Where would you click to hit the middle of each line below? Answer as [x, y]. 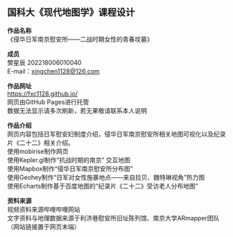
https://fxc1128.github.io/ [43, 94]
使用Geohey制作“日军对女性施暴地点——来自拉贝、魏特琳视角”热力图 [106, 177]
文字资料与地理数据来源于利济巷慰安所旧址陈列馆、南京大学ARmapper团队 [113, 218]
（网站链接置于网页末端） [44, 227]
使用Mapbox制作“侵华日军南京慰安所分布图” [70, 168]
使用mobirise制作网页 [38, 151]
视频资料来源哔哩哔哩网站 [44, 209]
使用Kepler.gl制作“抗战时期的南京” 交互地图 [69, 160]
